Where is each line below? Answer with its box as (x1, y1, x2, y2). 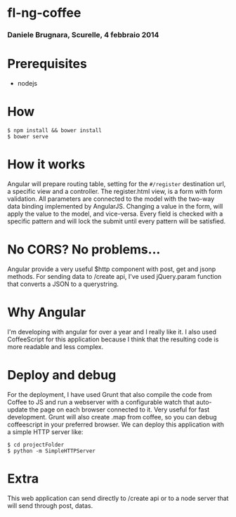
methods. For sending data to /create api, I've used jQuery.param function (7, 272, 222, 280)
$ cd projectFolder (7, 441, 65, 448)
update (7, 405, 28, 414)
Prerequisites (7, 56, 88, 72)
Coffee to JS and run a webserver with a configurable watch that (7, 398, 195, 406)
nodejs (17, 79, 37, 88)
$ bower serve (7, 133, 49, 140)
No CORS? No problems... (7, 242, 161, 258)
